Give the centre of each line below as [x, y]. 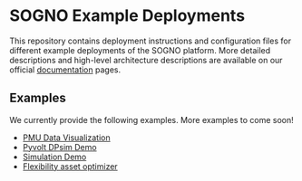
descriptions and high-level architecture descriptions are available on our [146, 60]
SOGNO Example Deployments [127, 16]
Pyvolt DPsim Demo [59, 147]
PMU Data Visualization [66, 138]
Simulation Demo [54, 157]
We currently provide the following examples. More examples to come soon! [151, 119]
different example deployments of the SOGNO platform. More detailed [140, 50]
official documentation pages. [65, 70]
